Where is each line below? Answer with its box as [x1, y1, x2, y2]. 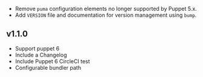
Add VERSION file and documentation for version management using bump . [15, 11, 197, 19]
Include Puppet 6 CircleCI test [15, 57, 90, 65]
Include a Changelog [15, 51, 67, 58]
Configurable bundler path [15, 64, 82, 71]
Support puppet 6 [15, 45, 59, 52]
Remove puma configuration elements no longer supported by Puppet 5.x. [15, 5, 197, 12]
